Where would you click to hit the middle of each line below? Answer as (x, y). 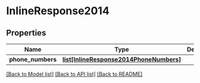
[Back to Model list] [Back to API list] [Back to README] (74, 74)
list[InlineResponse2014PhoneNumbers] (122, 59)
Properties (26, 33)
